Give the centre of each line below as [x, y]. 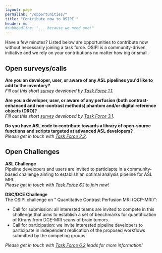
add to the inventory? [28, 85]
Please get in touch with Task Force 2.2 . [46, 136]
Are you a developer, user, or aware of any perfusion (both [66, 100]
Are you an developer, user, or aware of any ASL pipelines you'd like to [79, 80]
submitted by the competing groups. [49, 235]
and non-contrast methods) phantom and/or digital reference [92, 105]
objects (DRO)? [21, 111]
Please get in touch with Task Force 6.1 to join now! [57, 185]
